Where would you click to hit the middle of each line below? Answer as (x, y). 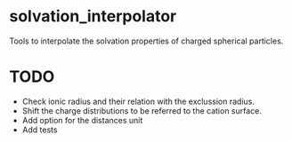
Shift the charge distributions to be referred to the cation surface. (142, 110)
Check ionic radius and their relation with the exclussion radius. (138, 101)
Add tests (40, 130)
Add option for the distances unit (82, 120)
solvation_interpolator (93, 16)
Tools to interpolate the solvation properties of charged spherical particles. (146, 41)
